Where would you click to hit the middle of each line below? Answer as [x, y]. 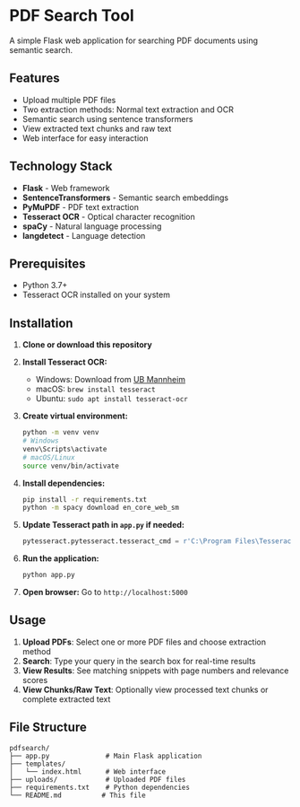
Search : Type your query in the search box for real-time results [139, 661]
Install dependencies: [64, 483]
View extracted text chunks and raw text [97, 128]
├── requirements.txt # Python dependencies [100, 787]
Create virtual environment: [75, 416]
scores [35, 680]
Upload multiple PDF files [69, 100]
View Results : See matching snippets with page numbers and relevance [155, 671]
